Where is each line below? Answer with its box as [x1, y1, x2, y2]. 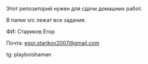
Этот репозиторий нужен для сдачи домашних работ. [6, 5, 143, 12]
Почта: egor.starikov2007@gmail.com [6, 40, 100, 46]
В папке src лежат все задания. [6, 17, 86, 23]
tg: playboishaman [6, 51, 52, 58]
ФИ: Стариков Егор [6, 28, 55, 35]
